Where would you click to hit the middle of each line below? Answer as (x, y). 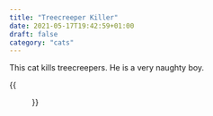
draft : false (34, 34)
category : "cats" (42, 42)
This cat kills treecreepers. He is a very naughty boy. (107, 68)
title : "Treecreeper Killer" (64, 17)
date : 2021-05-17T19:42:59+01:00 (72, 26)
